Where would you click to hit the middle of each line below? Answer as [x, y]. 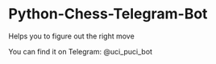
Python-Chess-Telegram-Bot [108, 14]
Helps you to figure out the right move [71, 36]
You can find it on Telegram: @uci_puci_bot [81, 51]
